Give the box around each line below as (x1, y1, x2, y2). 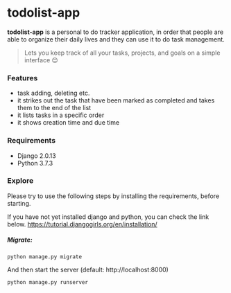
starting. (7, 199, 31, 207)
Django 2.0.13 (17, 151, 57, 160)
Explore (7, 176, 34, 186)
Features (7, 73, 38, 82)
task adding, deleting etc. (17, 89, 90, 98)
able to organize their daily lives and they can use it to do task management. (7, 35, 225, 43)
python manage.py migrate (7, 253, 82, 260)
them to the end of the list (17, 104, 92, 112)
